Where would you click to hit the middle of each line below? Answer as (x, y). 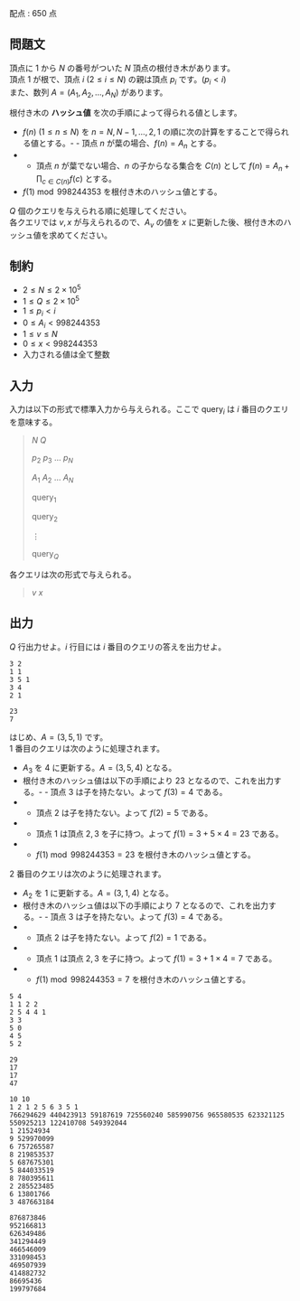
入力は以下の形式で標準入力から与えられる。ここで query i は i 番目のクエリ (149, 410)
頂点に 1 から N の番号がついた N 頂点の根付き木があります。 (122, 68)
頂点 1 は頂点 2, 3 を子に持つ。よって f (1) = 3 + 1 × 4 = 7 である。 (156, 959)
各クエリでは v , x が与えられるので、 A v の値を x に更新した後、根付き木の (146, 223)
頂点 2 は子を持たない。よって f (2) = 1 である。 (123, 938)
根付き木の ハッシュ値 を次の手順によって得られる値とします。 (126, 113)
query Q (45, 555)
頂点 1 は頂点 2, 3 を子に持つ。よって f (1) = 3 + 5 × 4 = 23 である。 (159, 833)
